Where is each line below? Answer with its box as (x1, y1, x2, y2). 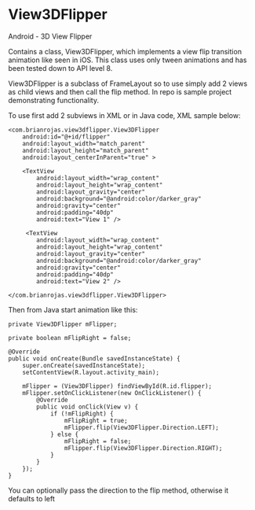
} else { (49, 431, 79, 438)
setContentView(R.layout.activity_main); (22, 368, 159, 376)
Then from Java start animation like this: (8, 305, 138, 314)
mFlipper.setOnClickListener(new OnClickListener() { (22, 389, 202, 397)
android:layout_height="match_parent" (22, 146, 149, 154)
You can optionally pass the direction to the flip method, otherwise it (8, 486, 229, 495)
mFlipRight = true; (64, 416, 128, 424)
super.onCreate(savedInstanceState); (22, 361, 146, 369)
